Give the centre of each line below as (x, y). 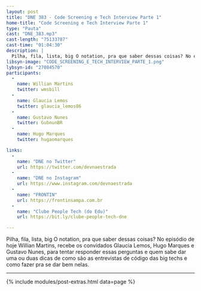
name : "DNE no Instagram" (49, 178)
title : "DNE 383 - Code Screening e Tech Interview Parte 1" (84, 17)
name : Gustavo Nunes (42, 117)
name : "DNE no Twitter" (47, 161)
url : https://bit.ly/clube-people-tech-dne (72, 217)
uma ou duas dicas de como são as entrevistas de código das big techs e (97, 258)
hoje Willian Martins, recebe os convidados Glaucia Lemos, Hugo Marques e (100, 246)
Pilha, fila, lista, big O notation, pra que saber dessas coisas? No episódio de (100, 239)
